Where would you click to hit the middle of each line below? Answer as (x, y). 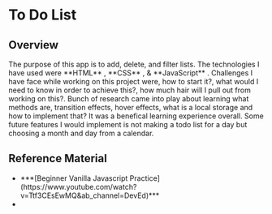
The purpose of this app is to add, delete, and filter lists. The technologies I (134, 64)
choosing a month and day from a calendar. (81, 133)
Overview (34, 45)
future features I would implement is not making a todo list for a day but (128, 124)
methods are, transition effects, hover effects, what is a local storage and (131, 107)
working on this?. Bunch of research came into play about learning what (129, 98)
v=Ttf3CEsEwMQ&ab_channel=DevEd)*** (90, 195)
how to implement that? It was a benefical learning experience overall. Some (136, 116)
